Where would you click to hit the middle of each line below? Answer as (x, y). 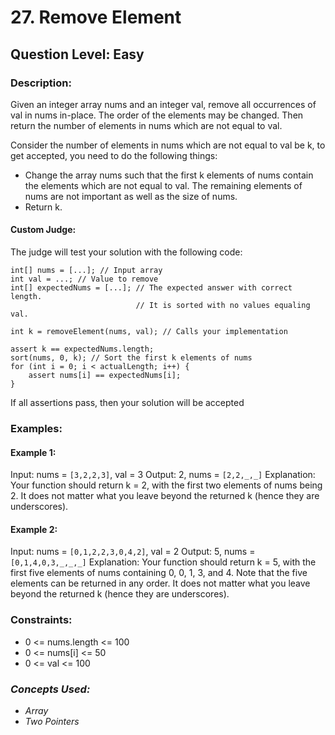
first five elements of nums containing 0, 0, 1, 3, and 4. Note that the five (159, 573)
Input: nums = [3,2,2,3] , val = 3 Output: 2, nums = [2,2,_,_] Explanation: (163, 475)
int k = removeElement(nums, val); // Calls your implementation (149, 332)
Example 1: (33, 452)
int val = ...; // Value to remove (84, 279)
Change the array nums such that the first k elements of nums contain (169, 175)
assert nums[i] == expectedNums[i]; (105, 376)
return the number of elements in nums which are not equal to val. (146, 125)
